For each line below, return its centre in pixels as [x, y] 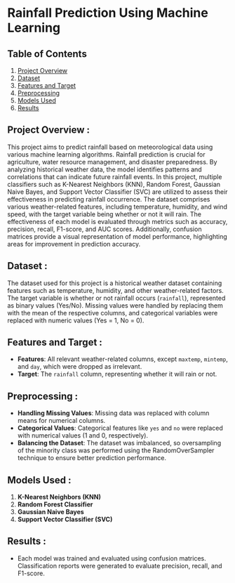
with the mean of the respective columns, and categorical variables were [113, 313]
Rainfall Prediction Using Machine [108, 13]
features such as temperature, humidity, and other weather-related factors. [116, 290]
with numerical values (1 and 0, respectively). [83, 435]
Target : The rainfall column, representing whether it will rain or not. [117, 374]
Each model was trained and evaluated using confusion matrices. [112, 558]
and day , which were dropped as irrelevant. [80, 367]
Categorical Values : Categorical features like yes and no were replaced [120, 428]
